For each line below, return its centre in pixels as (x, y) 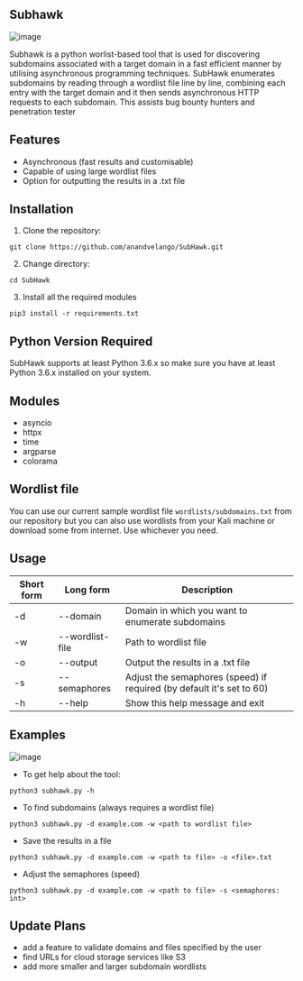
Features (35, 140)
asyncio (37, 423)
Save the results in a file (67, 840)
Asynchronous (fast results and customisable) (108, 161)
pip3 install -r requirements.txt (74, 314)
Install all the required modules (79, 298)
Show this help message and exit (195, 702)
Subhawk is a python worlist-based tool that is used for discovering (135, 54)
